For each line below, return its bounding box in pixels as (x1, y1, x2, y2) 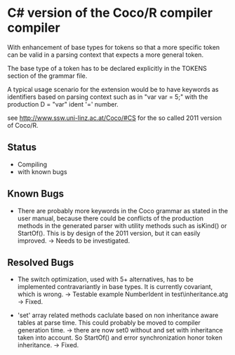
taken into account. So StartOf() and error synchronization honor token (17, 333, 222, 342)
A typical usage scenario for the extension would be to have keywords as (7, 85, 219, 93)
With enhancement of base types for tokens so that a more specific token (7, 43, 220, 51)
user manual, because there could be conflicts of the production (17, 214, 203, 222)
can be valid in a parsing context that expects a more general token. (7, 51, 204, 59)
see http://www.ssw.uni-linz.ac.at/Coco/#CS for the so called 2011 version (7, 114, 222, 122)
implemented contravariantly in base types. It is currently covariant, (17, 283, 213, 291)
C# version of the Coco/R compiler (7, 5, 213, 21)
